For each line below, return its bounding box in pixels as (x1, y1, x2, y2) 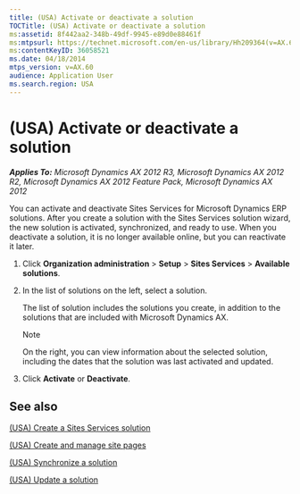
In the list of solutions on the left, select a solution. (21, 285, 208, 296)
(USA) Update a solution (9, 474, 99, 485)
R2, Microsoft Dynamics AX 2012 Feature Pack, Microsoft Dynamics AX (9, 176, 273, 187)
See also (9, 398, 58, 414)
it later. (9, 240, 35, 251)
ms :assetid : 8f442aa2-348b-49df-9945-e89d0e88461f (9, 29, 202, 38)
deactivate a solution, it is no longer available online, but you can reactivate (9, 231, 287, 242)
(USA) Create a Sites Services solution (9, 423, 151, 433)
